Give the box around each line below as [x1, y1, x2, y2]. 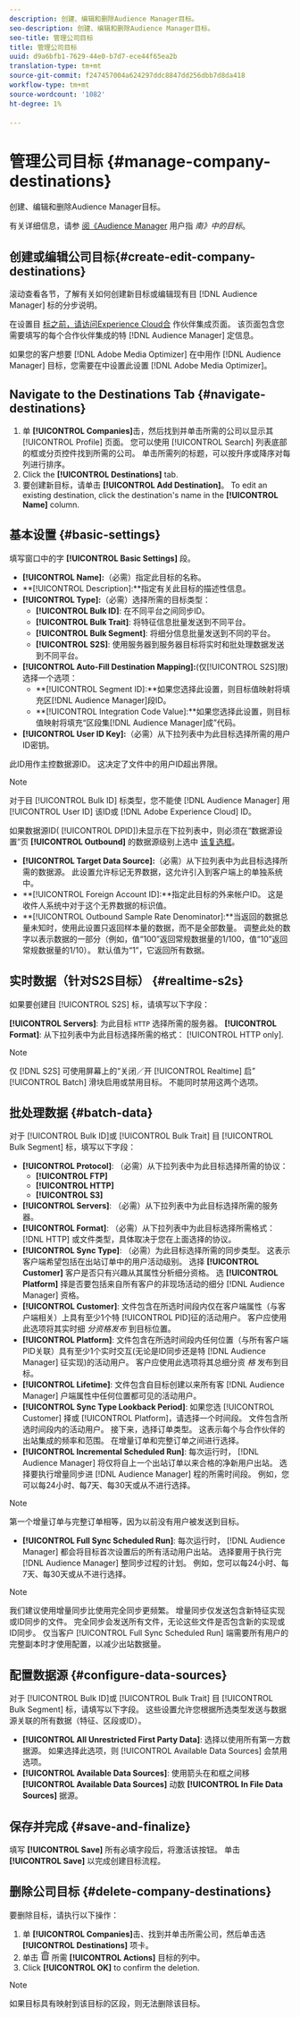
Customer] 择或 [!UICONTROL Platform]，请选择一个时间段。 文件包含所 [21, 1413, 288, 1424]
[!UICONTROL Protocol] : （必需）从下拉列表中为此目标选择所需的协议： [21, 1161, 288, 1172]
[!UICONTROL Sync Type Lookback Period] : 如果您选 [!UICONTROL [21, 1402, 275, 1412]
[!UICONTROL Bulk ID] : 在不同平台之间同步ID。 [35, 605, 210, 616]
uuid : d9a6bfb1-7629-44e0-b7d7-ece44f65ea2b [9, 52, 178, 62]
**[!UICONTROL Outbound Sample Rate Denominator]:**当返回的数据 [21, 911, 281, 921]
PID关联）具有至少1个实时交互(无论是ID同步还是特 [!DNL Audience [21, 1346, 266, 1357]
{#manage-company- [106, 151, 271, 172]
